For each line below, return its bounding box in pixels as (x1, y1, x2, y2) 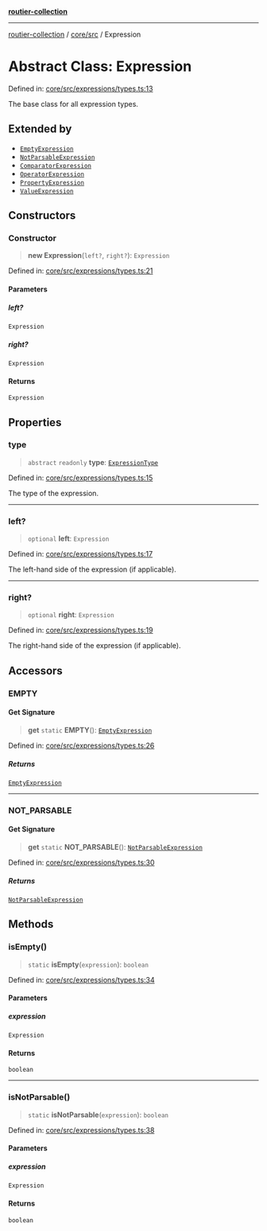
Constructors (8, 209, 76, 222)
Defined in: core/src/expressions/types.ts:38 (8, 1125, 155, 1135)
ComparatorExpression (19, 162, 91, 170)
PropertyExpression (19, 178, 85, 186)
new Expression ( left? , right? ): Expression (27, 251, 170, 260)
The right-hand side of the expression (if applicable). (8, 641, 181, 651)
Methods (8, 917, 54, 931)
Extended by (8, 123, 72, 136)
